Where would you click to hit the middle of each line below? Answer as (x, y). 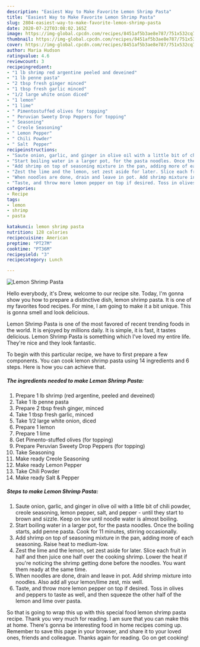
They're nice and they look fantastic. (52, 343)
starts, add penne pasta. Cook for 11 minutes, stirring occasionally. (96, 532)
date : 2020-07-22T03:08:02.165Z (47, 28)
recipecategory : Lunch (35, 260)
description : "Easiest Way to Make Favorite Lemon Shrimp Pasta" (89, 12)
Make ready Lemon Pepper (48, 465)
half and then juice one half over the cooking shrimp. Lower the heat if (101, 557)
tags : (13, 200)
